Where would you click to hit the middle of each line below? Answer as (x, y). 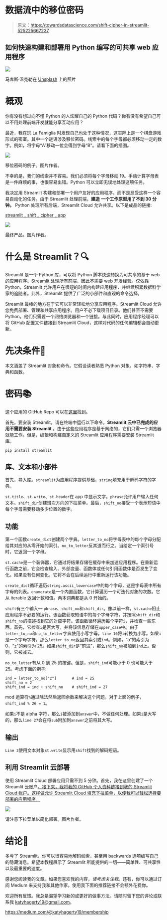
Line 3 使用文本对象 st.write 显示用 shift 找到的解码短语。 (63, 750)
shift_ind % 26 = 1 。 (27, 703)
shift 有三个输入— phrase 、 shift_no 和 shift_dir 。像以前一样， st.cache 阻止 (83, 608)
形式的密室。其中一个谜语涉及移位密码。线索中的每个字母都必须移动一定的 (81, 139)
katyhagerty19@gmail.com (42, 902)
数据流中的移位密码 (44, 10)
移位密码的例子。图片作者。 (34, 165)
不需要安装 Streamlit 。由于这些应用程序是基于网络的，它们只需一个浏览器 (85, 428)
